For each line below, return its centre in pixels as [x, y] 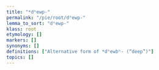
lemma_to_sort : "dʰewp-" [38, 23]
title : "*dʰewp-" [28, 12]
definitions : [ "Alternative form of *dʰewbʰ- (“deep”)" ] [80, 52]
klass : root [21, 29]
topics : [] [20, 57]
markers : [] [21, 40]
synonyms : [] [23, 46]
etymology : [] [24, 35]
